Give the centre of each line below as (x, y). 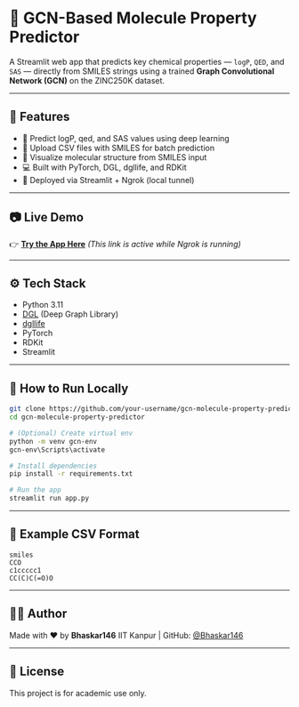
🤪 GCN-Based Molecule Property (133, 18)
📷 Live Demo (47, 217)
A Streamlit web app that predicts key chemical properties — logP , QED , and (147, 61)
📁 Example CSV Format (74, 534)
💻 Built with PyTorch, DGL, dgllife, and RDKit (104, 167)
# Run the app (36, 490)
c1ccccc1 (25, 570)
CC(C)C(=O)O (31, 578)
